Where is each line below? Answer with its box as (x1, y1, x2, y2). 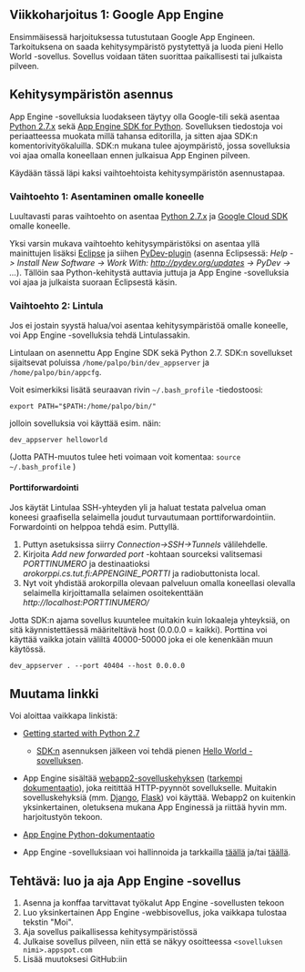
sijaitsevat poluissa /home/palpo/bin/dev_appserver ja (9, 357, 209, 368)
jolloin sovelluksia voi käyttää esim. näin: (9, 418, 161, 429)
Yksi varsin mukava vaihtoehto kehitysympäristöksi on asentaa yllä (9, 238, 260, 248)
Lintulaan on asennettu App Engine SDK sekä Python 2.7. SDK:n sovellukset (9, 348, 293, 359)
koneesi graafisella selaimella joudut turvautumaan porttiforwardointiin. (9, 511, 276, 522)
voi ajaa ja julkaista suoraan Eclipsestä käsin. (9, 277, 178, 288)
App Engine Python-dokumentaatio (22, 829, 155, 840)
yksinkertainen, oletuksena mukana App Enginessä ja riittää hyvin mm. (22, 802, 287, 813)
